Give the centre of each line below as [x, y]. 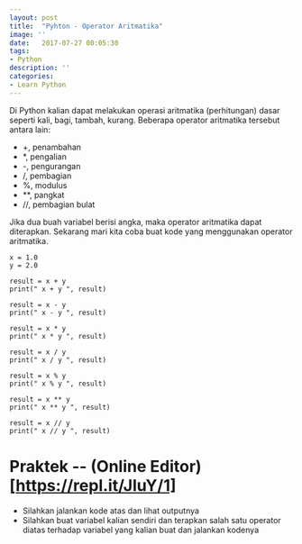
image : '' [28, 34]
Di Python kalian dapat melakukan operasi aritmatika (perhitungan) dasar [145, 110]
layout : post [34, 18]
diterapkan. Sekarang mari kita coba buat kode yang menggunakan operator [151, 231]
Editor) [176, 466]
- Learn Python [38, 85]
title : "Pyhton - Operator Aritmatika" [87, 26]
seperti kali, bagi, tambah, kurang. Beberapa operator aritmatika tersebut [145, 120]
